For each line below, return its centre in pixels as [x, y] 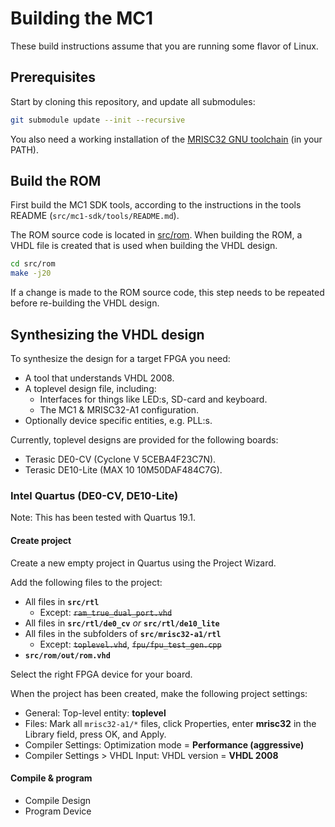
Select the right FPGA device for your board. [101, 674]
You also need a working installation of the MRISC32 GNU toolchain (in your [166, 139]
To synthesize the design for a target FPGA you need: [120, 358]
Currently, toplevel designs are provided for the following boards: [144, 440]
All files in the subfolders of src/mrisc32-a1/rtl [123, 633]
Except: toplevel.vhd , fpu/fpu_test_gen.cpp [130, 644]
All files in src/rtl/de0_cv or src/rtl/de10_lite [122, 623]
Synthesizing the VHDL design [107, 334]
